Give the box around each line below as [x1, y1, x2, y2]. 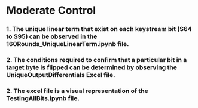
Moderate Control [6, 4, 96, 17]
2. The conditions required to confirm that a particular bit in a [6, 56, 187, 64]
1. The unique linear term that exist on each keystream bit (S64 [6, 25, 193, 33]
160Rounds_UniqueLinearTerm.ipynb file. [6, 40, 130, 48]
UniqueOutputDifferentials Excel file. [6, 71, 115, 79]
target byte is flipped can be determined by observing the [6, 63, 178, 72]
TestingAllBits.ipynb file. [6, 94, 80, 102]
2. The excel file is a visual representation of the [6, 87, 148, 95]
